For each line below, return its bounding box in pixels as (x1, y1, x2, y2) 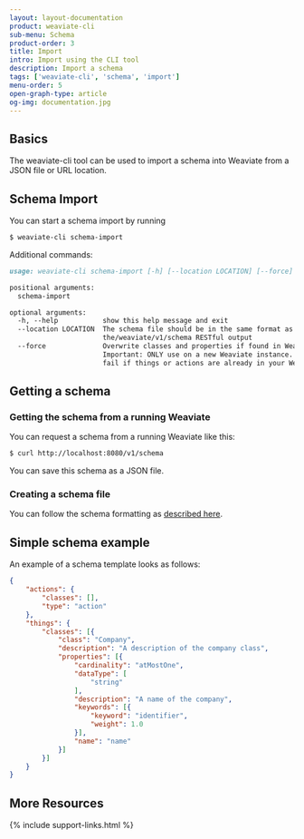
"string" (90, 678, 124, 687)
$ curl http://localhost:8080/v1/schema (9, 449, 165, 458)
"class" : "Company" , (57, 636, 136, 645)
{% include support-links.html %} (9, 820, 134, 831)
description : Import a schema (9, 64, 124, 73)
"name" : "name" (73, 737, 131, 746)
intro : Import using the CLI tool (9, 55, 140, 64)
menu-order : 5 (9, 81, 63, 90)
